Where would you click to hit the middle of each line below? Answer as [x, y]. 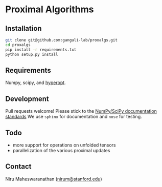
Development [27, 99]
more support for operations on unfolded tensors [64, 145]
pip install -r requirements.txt [41, 50]
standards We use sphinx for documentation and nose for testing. [74, 117]
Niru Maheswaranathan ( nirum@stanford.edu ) [54, 179]
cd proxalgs [18, 45]
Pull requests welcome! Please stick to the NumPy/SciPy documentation [81, 111]
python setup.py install [32, 54]
